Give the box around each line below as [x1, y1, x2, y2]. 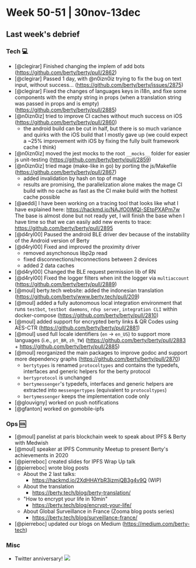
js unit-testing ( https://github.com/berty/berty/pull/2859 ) [14, 156, 152, 163]
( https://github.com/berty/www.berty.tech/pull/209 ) [14, 293, 140, 300]
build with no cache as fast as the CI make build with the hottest [23, 187, 178, 194]
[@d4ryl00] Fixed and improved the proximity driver [14, 243, 140, 250]
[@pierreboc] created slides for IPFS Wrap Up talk [14, 458, 136, 465]
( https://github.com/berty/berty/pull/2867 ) [14, 168, 117, 175]
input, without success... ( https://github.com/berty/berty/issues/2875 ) [14, 81, 184, 88]
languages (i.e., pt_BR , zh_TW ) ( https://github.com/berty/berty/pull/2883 [14, 336, 186, 343]
